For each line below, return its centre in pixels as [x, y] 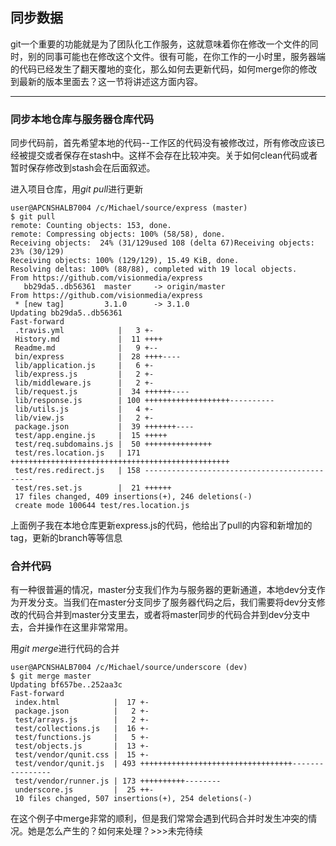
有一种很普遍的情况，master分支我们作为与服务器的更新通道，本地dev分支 [163, 590]
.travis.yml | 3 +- [84, 331]
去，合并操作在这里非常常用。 [71, 627]
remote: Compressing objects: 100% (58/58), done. [118, 234]
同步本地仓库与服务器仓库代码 [82, 119]
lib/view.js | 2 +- [84, 418]
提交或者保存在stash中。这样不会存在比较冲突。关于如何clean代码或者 [172, 155]
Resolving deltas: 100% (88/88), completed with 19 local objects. [154, 269]
